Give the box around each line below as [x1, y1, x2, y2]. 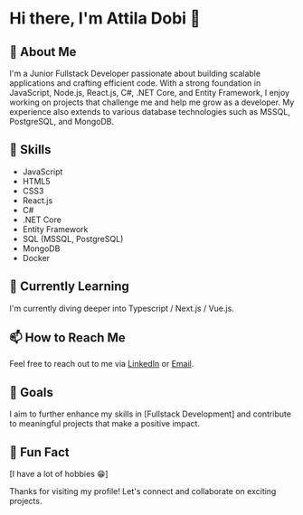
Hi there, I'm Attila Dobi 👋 [9, 8, 201, 29]
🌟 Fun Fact [9, 445, 70, 460]
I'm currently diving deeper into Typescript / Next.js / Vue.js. [9, 303, 235, 314]
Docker [22, 252, 51, 263]
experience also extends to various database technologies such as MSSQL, [9, 107, 291, 117]
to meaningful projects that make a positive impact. [9, 418, 201, 429]
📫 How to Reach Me [9, 330, 126, 346]
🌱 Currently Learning [9, 279, 129, 295]
